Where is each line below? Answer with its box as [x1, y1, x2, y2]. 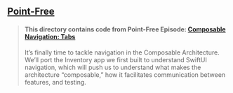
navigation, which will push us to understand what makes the [24, 63, 201, 71]
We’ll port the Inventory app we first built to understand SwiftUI [24, 55, 207, 64]
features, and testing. [24, 78, 86, 86]
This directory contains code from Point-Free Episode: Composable [24, 24, 226, 34]
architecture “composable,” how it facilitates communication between [24, 70, 226, 79]
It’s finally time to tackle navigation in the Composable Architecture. [24, 48, 220, 57]
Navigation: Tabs [24, 32, 76, 41]
